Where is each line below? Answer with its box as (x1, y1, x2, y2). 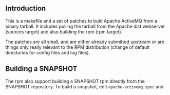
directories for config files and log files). (5, 49, 90, 55)
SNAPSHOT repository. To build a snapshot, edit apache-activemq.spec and (5, 83, 164, 89)
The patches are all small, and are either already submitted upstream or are (5, 39, 164, 45)
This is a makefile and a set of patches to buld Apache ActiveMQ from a (5, 17, 158, 24)
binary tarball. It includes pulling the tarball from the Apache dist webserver (5, 23, 165, 29)
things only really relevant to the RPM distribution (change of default (5, 44, 150, 50)
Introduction (5, 4, 46, 13)
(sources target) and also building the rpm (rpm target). (5, 28, 123, 35)
